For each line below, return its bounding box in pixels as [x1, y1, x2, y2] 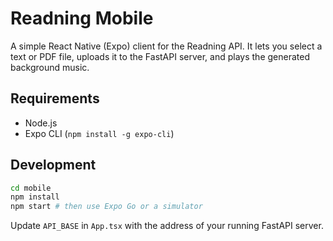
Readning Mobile [10, 7, 154, 30]
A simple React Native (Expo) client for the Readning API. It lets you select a [10, 40, 323, 52]
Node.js [24, 117, 58, 129]
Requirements [10, 90, 100, 107]
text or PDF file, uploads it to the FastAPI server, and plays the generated [10, 50, 310, 62]
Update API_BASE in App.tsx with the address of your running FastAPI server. [10, 220, 324, 232]
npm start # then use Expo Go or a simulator [10, 202, 203, 212]
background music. [10, 61, 90, 73]
